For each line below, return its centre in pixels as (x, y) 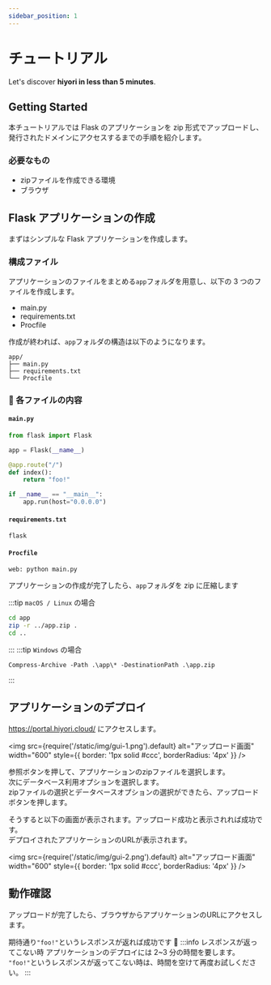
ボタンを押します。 (40, 802)
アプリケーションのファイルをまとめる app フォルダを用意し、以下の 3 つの (131, 281)
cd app (19, 618)
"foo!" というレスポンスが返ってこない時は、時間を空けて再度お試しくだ (129, 962)
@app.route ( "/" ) (36, 465)
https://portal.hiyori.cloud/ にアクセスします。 (84, 728)
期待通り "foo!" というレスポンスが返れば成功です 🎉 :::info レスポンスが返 (129, 942)
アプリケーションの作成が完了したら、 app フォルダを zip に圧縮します (123, 585)
